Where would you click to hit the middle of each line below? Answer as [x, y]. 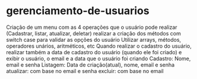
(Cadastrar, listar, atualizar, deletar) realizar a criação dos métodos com [93, 33]
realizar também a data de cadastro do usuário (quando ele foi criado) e [94, 52]
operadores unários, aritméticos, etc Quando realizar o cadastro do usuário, [99, 46]
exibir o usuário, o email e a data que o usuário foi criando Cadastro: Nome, [99, 58]
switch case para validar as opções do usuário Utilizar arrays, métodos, [94, 39]
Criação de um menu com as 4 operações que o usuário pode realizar [92, 27]
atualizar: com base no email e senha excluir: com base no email [85, 71]
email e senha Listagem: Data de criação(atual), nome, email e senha [90, 65]
